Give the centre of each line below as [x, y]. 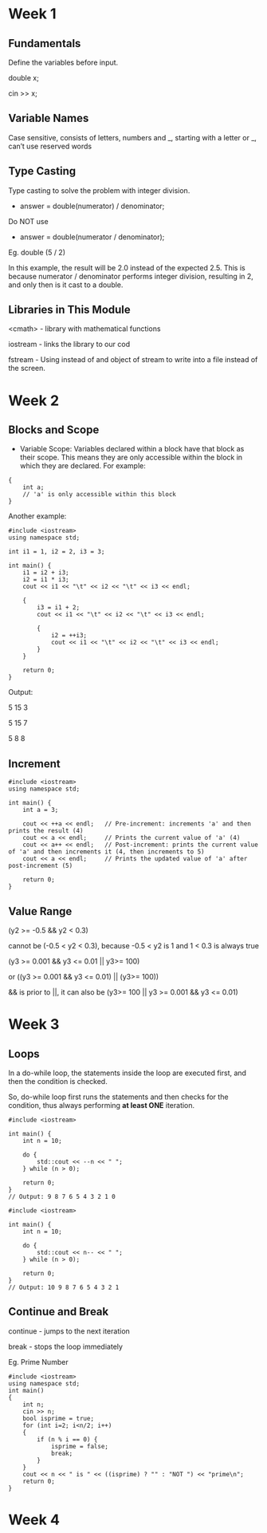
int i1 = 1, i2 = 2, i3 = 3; [57, 552]
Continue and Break [59, 1312]
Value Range [40, 911]
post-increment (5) [41, 866]
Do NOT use [29, 221]
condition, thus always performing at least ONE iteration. [102, 1105]
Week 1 [32, 14]
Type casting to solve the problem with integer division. [99, 190]
